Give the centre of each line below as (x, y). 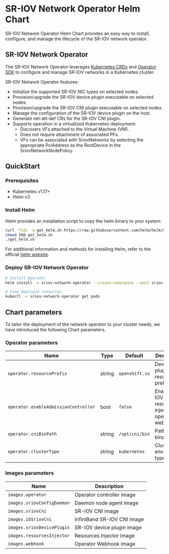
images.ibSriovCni (30, 519)
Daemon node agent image (107, 503)
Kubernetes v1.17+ (31, 191)
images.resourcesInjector (39, 535)
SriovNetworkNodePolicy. (47, 150)
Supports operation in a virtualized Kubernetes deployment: (74, 123)
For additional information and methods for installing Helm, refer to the (78, 249)
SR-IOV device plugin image (108, 527)
